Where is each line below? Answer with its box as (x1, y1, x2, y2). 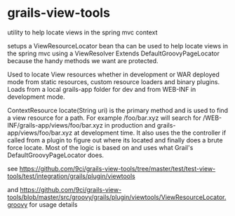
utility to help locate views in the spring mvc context (7, 28, 158, 36)
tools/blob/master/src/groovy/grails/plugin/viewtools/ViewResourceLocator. (7, 193, 227, 201)
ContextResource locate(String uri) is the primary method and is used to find (7, 106, 229, 114)
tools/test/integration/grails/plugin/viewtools (7, 172, 135, 180)
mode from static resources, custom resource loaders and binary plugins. (7, 77, 220, 86)
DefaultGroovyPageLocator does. (7, 151, 104, 159)
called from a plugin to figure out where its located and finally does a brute (7, 135, 223, 144)
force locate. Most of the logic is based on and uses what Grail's (7, 143, 194, 151)
